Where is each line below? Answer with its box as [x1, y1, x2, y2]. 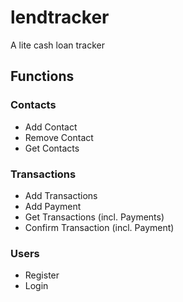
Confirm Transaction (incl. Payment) [24, 221, 175, 233]
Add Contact [24, 121, 78, 133]
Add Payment [24, 200, 82, 212]
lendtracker [10, 6, 110, 29]
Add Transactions [24, 189, 98, 201]
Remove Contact [24, 131, 94, 143]
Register [24, 269, 60, 281]
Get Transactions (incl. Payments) [24, 211, 165, 223]
